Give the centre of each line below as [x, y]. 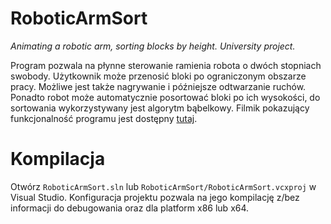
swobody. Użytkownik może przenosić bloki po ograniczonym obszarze [158, 76]
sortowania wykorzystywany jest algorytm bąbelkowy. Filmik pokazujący [160, 108]
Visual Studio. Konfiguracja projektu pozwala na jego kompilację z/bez [155, 197]
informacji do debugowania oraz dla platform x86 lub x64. [130, 208]
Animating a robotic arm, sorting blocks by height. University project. [153, 46]
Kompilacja [58, 159]
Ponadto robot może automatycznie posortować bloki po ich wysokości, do [165, 97]
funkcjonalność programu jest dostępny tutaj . [104, 118]
